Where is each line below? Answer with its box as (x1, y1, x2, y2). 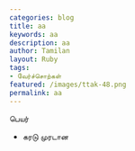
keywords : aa (9, 30, 58, 39)
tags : (9, 64, 30, 73)
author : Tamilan (9, 47, 70, 56)
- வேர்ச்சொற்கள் (9, 72, 61, 81)
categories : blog (9, 13, 75, 22)
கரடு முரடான (22, 131, 69, 142)
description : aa (9, 38, 70, 48)
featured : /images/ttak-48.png (9, 80, 127, 89)
